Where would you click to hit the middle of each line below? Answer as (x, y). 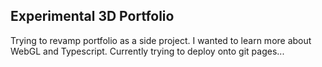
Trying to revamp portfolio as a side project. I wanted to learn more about (161, 40)
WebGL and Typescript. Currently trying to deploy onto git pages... (147, 51)
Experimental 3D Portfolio (92, 16)
